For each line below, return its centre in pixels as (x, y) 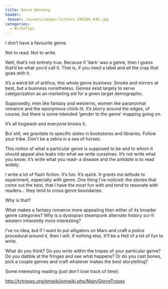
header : (13, 15)
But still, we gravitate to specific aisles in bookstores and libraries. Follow (81, 133)
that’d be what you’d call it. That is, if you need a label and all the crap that (82, 68)
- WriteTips (22, 29)
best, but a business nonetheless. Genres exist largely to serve (70, 88)
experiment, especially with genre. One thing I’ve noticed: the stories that (81, 180)
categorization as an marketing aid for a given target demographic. (74, 94)
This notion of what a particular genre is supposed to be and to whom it (79, 149)
